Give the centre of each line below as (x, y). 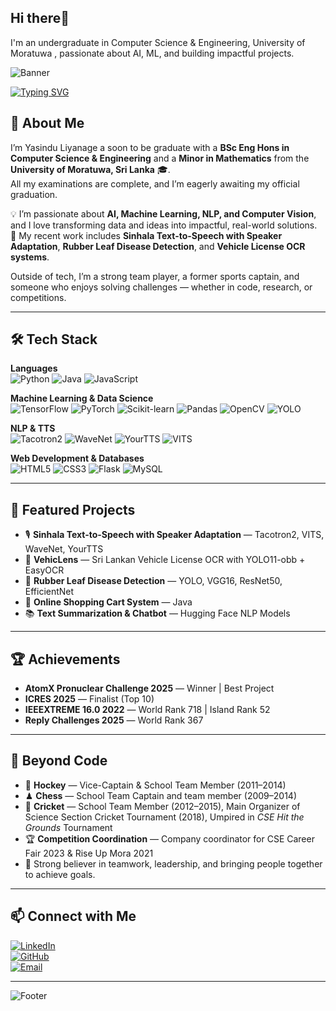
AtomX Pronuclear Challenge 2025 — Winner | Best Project (149, 688)
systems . (30, 257)
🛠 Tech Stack (54, 339)
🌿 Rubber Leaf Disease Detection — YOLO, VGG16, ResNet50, (153, 581)
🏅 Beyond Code (59, 761)
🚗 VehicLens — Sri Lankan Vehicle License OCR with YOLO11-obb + (165, 560)
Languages (34, 368)
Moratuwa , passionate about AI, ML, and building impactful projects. (152, 53)
